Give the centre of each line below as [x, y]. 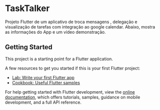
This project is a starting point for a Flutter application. [59, 59]
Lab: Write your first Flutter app [43, 77]
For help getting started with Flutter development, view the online [70, 92]
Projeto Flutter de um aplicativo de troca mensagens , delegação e [71, 22]
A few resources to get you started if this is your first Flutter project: [73, 68]
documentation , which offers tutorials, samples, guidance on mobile [73, 97]
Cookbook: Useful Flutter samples [46, 82]
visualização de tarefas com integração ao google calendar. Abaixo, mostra [80, 27]
